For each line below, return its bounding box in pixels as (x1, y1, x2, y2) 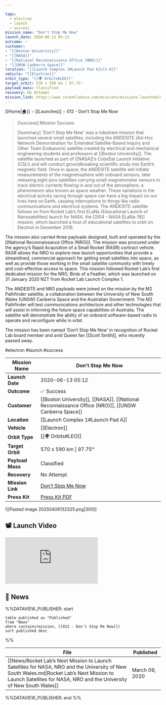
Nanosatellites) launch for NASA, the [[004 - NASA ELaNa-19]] (17, 214, 145, 220)
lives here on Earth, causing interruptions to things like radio (17, 198, 140, 204)
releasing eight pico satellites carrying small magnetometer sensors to (17, 177, 161, 183)
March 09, (131, 667, 156, 673)
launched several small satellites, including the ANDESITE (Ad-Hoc (17, 135, 153, 141)
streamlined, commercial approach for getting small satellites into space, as (5, 255, 159, 261)
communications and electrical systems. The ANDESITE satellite (17, 203, 148, 209)
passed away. (5, 338, 34, 344)
